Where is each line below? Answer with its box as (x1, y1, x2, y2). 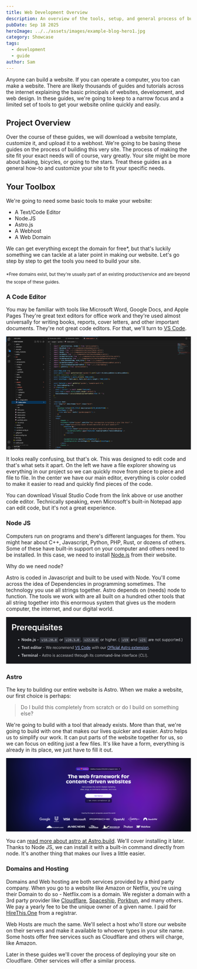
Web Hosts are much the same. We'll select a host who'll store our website (6, 920, 186, 928)
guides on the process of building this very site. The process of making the (6, 146, 188, 153)
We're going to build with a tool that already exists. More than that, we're (6, 722, 182, 729)
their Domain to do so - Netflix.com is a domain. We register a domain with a (6, 890, 191, 897)
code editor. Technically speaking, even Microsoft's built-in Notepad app (6, 498, 182, 505)
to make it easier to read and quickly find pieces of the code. (6, 481, 153, 488)
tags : (6, 41, 19, 46)
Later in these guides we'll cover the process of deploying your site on (6, 951, 176, 958)
